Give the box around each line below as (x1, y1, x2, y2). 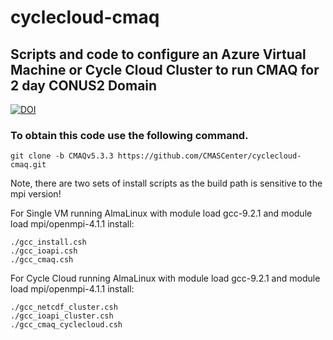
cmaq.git (10, 160, 47, 170)
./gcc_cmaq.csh (10, 255, 74, 265)
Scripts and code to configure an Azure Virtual (10, 46, 307, 63)
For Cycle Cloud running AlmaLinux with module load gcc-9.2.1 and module (10, 272, 321, 285)
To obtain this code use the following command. (10, 128, 249, 142)
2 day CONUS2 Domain (10, 77, 158, 94)
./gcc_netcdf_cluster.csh (10, 302, 118, 313)
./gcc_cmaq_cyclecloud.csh (10, 320, 123, 330)
